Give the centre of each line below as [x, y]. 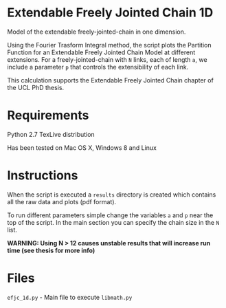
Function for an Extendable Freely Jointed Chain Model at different [101, 52]
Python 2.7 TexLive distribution [51, 134]
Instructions [43, 176]
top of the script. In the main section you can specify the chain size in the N [113, 222]
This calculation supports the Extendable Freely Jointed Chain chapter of [111, 80]
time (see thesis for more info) [51, 250]
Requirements [48, 115]
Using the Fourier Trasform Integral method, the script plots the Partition [109, 45]
